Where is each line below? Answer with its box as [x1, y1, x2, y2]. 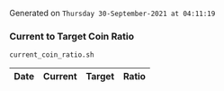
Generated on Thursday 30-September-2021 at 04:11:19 [9, 8, 216, 18]
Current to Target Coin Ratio [9, 30, 135, 42]
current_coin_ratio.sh [9, 50, 94, 59]
